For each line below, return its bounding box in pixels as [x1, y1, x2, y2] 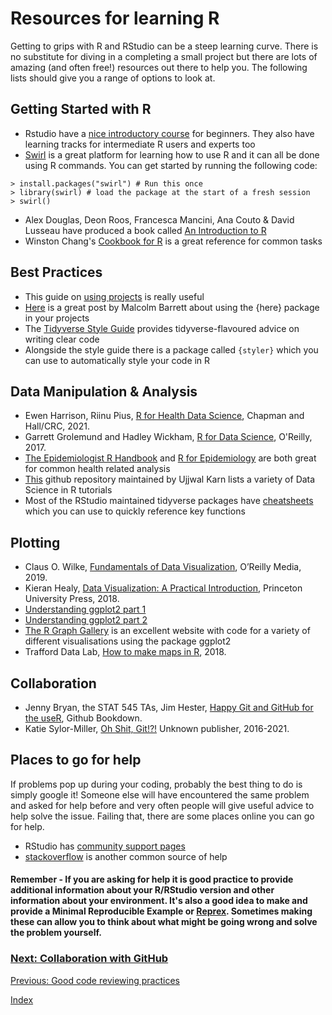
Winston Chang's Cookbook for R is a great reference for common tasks [24, 235, 323, 247]
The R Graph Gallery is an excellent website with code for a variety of [24, 625, 311, 637]
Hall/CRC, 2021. [24, 420, 90, 432]
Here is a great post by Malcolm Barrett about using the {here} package [24, 301, 320, 313]
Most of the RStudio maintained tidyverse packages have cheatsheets [24, 495, 314, 507]
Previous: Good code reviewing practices [10, 974, 180, 986]
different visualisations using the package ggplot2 [24, 635, 232, 647]
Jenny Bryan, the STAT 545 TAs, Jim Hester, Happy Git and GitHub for [24, 702, 314, 713]
